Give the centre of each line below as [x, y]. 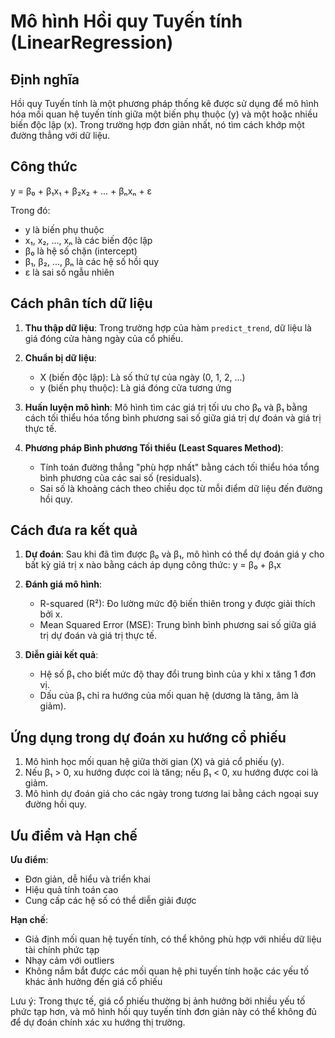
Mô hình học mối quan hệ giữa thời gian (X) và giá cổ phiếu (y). [154, 762]
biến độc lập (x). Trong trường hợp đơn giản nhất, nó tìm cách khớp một [157, 124]
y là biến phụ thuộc [64, 229]
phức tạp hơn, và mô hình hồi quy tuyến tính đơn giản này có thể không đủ [163, 1012]
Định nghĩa [45, 79]
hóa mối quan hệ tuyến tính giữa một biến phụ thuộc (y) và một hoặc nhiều [164, 114]
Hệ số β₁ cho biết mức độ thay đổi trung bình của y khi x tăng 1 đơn [178, 674]
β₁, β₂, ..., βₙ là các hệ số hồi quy [92, 261]
